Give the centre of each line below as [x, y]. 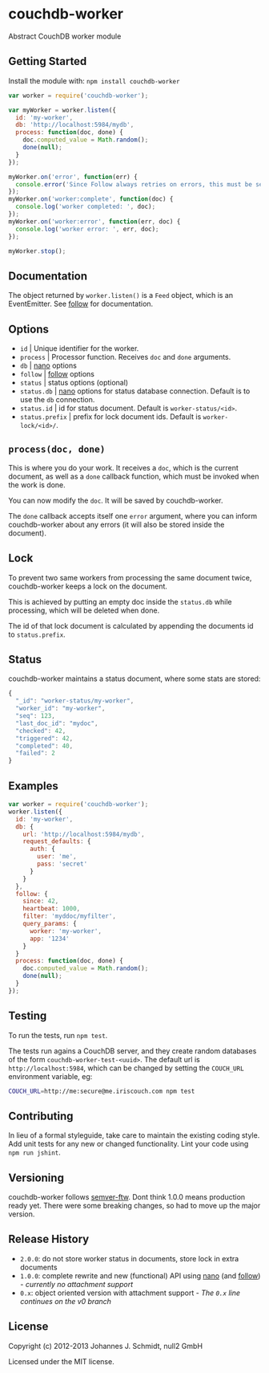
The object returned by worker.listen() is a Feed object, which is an [121, 295]
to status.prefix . [37, 634]
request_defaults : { [57, 841]
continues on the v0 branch [66, 1301]
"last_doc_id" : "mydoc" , [57, 723]
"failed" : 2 [36, 753]
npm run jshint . [35, 1152]
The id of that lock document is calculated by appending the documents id [131, 625]
